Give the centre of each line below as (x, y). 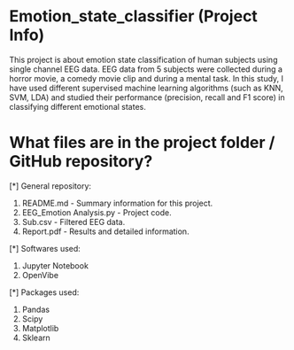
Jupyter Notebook (55, 265)
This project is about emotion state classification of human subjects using (143, 59)
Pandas (36, 309)
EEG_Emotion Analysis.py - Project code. (97, 212)
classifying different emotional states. (77, 106)
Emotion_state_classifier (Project (134, 16)
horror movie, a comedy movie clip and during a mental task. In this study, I (147, 78)
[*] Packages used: (44, 292)
